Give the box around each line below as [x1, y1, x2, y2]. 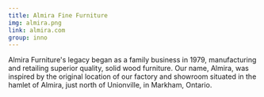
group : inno [8, 33, 48, 42]
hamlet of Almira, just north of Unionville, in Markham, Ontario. [8, 80, 212, 90]
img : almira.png [8, 19, 62, 27]
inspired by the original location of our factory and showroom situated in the [8, 72, 257, 81]
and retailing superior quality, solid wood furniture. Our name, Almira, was [8, 64, 250, 73]
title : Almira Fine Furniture [8, 11, 109, 20]
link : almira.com [8, 26, 66, 34]
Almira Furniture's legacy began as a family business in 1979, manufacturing [8, 55, 257, 65]
